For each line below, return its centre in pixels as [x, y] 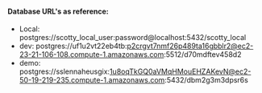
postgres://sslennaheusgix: [64, 71]
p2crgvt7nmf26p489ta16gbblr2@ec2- [190, 46]
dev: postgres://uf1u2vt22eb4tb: [73, 46]
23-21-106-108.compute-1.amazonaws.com [91, 55]
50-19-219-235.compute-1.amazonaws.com [92, 80]
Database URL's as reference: [58, 11]
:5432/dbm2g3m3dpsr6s [206, 80]
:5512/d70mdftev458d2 [203, 55]
